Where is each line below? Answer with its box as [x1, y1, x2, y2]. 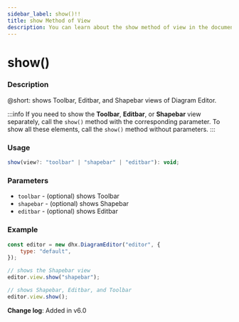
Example [7, 225, 38, 235]
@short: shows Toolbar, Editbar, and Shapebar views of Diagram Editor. [7, 95, 217, 104]
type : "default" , [20, 247, 72, 255]
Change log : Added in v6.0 [7, 306, 87, 314]
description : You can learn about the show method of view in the [7, 24, 208, 31]
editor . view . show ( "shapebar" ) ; [7, 274, 100, 281]
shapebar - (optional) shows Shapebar [17, 199, 129, 208]
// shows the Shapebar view [7, 267, 91, 274]
